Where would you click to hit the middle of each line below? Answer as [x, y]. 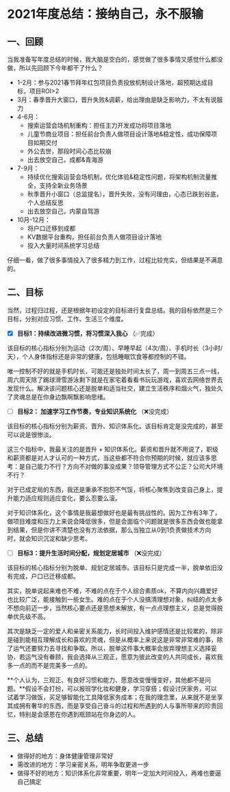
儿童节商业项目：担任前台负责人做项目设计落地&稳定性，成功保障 [119, 134]
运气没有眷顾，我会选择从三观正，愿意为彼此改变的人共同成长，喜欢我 [124, 657]
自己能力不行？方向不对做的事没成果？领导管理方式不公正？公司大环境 [124, 466]
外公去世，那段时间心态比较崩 [69, 151]
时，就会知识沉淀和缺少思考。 [49, 538]
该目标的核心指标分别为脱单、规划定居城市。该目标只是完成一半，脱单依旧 [112, 568]
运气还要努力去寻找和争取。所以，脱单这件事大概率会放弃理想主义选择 [112, 648]
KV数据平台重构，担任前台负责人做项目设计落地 [94, 237]
